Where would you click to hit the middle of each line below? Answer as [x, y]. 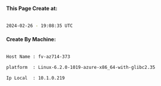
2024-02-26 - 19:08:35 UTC [40, 26]
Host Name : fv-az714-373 [38, 57]
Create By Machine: [31, 39]
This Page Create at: [32, 8]
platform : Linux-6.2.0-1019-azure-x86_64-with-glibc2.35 [81, 68]
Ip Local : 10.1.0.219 [36, 78]
